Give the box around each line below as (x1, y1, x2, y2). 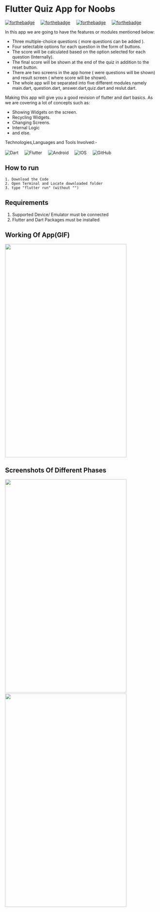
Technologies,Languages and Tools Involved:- (5, 139, 97, 145)
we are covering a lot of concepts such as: (5, 99, 90, 105)
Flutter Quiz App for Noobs (5, 3, 115, 15)
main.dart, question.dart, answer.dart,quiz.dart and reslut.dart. (12, 85, 137, 91)
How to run (5, 164, 39, 172)
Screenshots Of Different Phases (5, 466, 107, 474)
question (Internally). (12, 54, 54, 59)
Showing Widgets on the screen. (12, 109, 78, 115)
